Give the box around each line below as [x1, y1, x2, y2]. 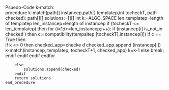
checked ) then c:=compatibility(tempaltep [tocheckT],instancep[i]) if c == [5, 31, 161, 37]
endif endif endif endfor [5, 53, 55, 59]
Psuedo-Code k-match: [5, 5, 54, 10]
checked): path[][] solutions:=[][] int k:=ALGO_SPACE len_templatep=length [5, 15, 164, 21]
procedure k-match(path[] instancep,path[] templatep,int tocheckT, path [5, 10, 157, 16]
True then [5, 36, 26, 42]
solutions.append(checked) [23, 67, 81, 72]
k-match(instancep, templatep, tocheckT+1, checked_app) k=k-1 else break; [5, 48, 164, 53]
